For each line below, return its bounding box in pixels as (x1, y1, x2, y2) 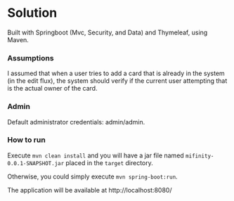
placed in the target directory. (65, 158, 153, 167)
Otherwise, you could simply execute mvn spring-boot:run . (7, 172, 178, 181)
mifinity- (185, 153, 214, 160)
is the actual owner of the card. (7, 84, 98, 93)
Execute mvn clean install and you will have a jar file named (7, 151, 184, 160)
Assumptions (7, 53, 54, 63)
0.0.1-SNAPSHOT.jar (7, 160, 65, 167)
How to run (7, 135, 46, 145)
